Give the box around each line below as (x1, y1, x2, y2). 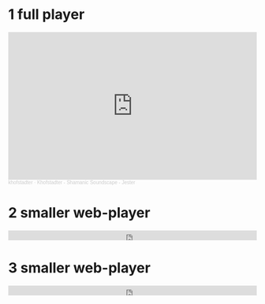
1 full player (8, 6, 85, 24)
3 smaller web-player (8, 259, 151, 277)
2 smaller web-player (8, 204, 151, 222)
